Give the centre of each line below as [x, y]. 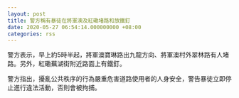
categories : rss [31, 34]
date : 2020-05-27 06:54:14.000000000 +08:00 [74, 27]
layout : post [27, 14]
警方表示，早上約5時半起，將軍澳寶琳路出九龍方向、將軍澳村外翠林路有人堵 [118, 55]
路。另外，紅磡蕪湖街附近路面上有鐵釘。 [67, 64]
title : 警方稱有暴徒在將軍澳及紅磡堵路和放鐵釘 [69, 21]
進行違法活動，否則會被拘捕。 [57, 88]
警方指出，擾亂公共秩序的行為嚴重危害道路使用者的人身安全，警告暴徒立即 [116, 79]
